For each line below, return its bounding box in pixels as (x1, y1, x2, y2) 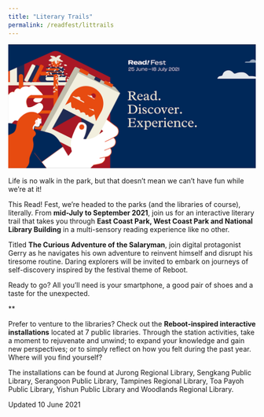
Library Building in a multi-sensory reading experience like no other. (8, 224, 230, 234)
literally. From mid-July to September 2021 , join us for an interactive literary (8, 208, 255, 217)
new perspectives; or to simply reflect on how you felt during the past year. (8, 344, 251, 353)
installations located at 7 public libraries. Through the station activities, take (8, 327, 255, 337)
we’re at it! (8, 184, 42, 194)
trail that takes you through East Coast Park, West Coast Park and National (8, 216, 253, 226)
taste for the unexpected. (8, 288, 90, 298)
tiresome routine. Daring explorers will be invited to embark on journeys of (8, 256, 249, 266)
